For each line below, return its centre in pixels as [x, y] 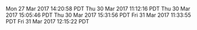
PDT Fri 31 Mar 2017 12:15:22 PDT [48, 21]
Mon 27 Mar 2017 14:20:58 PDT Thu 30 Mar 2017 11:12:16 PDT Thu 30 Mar [98, 9]
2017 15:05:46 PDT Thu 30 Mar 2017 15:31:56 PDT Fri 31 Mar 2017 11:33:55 [98, 15]
